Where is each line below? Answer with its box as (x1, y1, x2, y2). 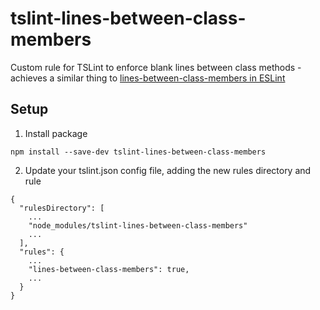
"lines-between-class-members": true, (28, 264, 190, 274)
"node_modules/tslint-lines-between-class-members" (28, 220, 248, 231)
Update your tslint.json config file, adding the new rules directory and (24, 164, 312, 176)
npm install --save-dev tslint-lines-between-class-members (10, 147, 267, 157)
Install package (24, 127, 88, 139)
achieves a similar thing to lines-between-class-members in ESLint (10, 72, 286, 84)
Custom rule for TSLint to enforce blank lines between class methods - (10, 61, 302, 73)
